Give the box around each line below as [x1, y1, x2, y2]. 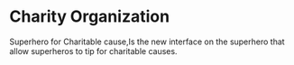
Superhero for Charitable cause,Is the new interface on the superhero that [9, 36, 286, 47]
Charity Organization [9, 6, 170, 27]
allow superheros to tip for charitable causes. [9, 45, 178, 56]
